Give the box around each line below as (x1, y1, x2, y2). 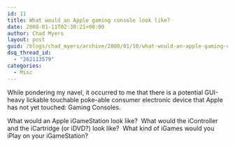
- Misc (13, 69, 33, 76)
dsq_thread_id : (7, 50, 52, 57)
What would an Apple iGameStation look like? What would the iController (7, 116, 218, 125)
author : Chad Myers (7, 29, 64, 37)
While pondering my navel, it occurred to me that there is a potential (7, 88, 204, 97)
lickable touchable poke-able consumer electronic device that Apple (26, 95, 224, 104)
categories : (7, 62, 42, 69)
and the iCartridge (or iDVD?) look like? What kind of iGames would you (7, 124, 215, 132)
